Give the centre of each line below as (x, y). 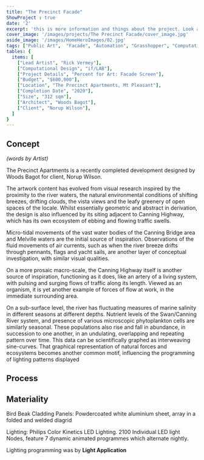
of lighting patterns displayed (43, 360)
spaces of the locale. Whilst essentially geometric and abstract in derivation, (102, 208)
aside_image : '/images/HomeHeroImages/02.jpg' (66, 40)
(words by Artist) (27, 159)
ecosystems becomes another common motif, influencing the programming (101, 353)
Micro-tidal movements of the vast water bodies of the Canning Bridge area (101, 233)
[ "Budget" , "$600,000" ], (49, 80)
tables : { (19, 52)
